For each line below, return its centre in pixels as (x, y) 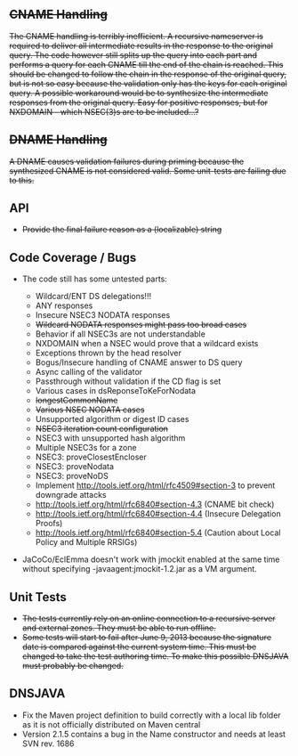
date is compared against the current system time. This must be (139, 647)
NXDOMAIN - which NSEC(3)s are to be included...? (104, 111)
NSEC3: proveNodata (74, 467)
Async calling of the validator (89, 372)
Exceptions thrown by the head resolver (109, 353)
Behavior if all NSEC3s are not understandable (121, 334)
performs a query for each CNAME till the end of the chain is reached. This (146, 64)
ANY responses (64, 305)
